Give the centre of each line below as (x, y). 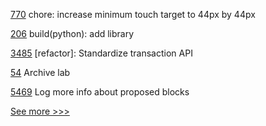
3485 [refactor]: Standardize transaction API (101, 53)
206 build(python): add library (72, 33)
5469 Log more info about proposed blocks (100, 92)
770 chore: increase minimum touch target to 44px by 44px (133, 14)
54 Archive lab (40, 72)
